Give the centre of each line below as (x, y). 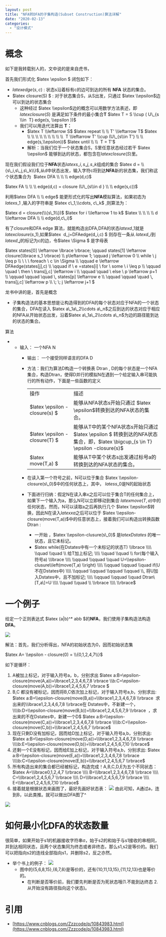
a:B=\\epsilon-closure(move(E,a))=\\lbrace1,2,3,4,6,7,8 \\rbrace (76, 755)
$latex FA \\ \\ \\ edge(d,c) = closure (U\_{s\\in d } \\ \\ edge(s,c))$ (72, 187)
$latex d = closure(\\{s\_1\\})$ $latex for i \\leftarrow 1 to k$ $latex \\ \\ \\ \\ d (82, 213)
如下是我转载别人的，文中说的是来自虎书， (48, 69)
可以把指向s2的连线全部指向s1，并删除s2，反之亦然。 (60, 853)
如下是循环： (18, 665)
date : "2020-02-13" (25, 19)
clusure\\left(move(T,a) (58, 565)
